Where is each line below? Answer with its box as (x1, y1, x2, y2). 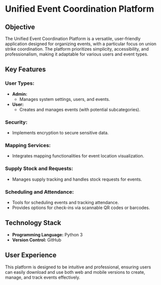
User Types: (5, 80, 35, 87)
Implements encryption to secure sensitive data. (12, 130, 109, 135)
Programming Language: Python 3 (12, 231, 83, 237)
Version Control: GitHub (12, 237, 62, 243)
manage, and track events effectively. (5, 274, 80, 280)
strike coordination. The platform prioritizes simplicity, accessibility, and (5, 46, 149, 52)
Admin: (12, 91, 28, 97)
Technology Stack (5, 219, 61, 227)
